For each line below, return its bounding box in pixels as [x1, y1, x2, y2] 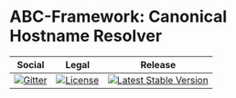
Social [16, 58, 45, 71]
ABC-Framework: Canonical [9, 6, 228, 27]
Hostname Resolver [9, 25, 163, 46]
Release [140, 58, 177, 71]
